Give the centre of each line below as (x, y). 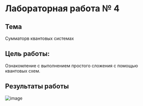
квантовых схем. (23, 71)
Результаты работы (37, 86)
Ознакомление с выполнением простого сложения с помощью (72, 66)
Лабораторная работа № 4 (62, 9)
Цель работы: (28, 54)
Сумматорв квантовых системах (40, 38)
